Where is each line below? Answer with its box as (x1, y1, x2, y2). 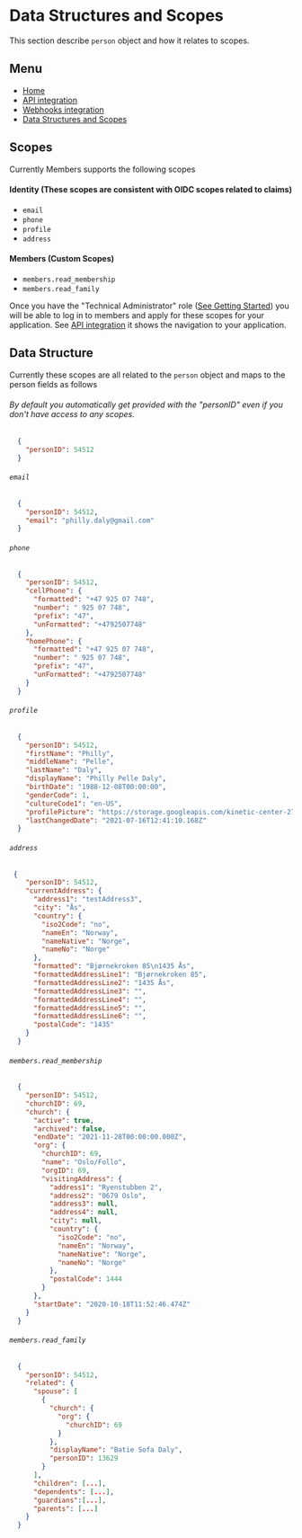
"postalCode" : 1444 (49, 1275, 123, 1284)
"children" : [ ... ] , (32, 1479, 106, 1488)
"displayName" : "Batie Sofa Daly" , (49, 1445, 182, 1454)
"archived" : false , (32, 1125, 106, 1133)
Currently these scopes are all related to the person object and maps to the (9, 369, 286, 380)
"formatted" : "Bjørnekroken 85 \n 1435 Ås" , (32, 962, 195, 971)
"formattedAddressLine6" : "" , (32, 1012, 147, 1021)
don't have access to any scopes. (9, 409, 135, 420)
